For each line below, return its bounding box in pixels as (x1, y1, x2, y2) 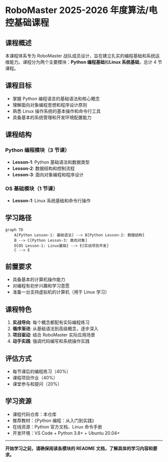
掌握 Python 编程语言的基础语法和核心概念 (12, 96, 100, 102)
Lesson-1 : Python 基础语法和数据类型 (12, 159, 90, 165)
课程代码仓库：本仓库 (12, 411, 56, 417)
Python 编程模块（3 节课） (5, 147, 70, 154)
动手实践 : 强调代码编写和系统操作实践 (12, 338, 90, 344)
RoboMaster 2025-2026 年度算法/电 (5, 5, 157, 16)
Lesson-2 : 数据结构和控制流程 (12, 165, 75, 171)
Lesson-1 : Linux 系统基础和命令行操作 (12, 197, 91, 203)
